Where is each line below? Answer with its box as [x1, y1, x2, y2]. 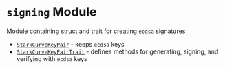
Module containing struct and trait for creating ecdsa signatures [6, 27, 186, 35]
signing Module [6, 4, 97, 20]
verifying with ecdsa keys [16, 54, 87, 62]
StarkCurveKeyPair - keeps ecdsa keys [16, 40, 125, 48]
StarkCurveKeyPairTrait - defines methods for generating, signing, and [16, 47, 219, 56]
